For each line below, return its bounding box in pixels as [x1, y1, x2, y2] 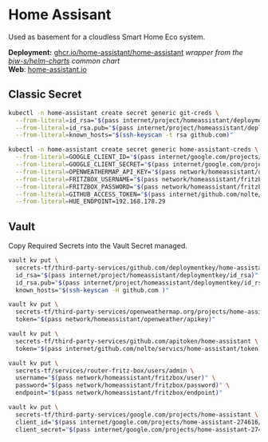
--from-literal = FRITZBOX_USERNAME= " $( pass [15, 175, 159, 183]
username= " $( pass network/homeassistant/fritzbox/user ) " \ [15, 374, 216, 382]
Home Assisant [8, 6, 112, 24]
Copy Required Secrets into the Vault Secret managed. [8, 241, 187, 251]
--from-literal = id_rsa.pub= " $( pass [15, 124, 134, 132]
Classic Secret [8, 88, 82, 102]
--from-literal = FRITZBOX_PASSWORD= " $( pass [15, 182, 159, 191]
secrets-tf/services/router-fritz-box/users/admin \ [15, 366, 195, 375]
